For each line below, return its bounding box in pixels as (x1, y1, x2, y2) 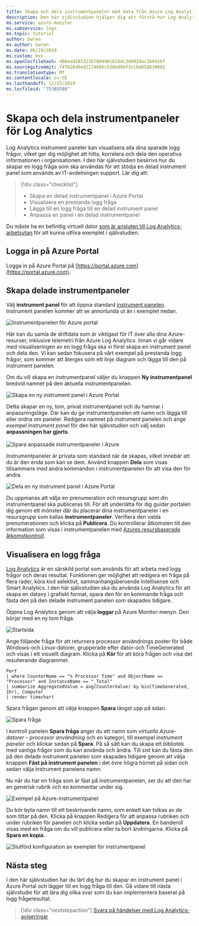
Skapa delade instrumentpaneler (6, 286, 130, 296)
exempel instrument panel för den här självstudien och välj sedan (6, 422, 166, 429)
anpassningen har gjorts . (6, 429, 70, 436)
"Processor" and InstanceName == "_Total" (6, 679, 113, 685)
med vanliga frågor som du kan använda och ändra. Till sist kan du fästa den (6, 747, 193, 754)
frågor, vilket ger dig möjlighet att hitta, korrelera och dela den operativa (6, 150, 182, 158)
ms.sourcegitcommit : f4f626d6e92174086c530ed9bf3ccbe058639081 (6, 64, 166, 70)
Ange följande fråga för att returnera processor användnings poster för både (6, 638, 193, 645)
